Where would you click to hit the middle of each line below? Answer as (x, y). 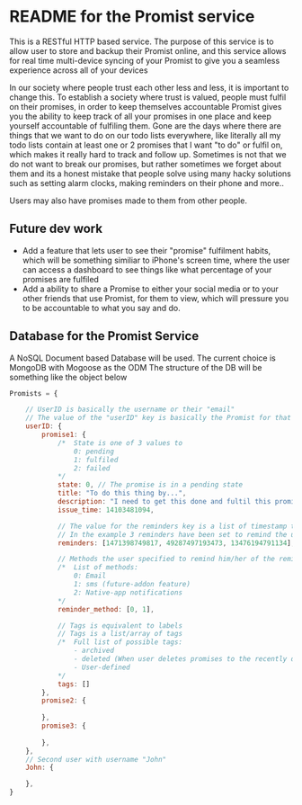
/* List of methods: (98, 568)
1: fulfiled (96, 460)
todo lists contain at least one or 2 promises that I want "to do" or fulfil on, (146, 145)
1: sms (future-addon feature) (132, 585)
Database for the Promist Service (104, 336)
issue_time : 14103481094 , (106, 510)
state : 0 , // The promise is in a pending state (150, 485)
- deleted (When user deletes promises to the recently (180, 659)
